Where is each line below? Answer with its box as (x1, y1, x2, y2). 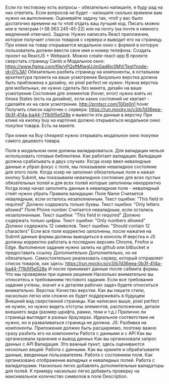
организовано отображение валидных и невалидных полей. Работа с (5, 357, 155, 363)
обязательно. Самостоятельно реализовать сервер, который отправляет (5, 255, 163, 261)
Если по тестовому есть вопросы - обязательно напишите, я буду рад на (5, 5, 163, 10)
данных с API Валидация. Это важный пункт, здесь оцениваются (5, 341, 145, 347)
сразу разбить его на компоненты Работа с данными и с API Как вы (5, 330, 152, 336)
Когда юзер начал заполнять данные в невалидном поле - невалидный (5, 185, 159, 191)
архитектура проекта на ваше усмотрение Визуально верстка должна (5, 74, 158, 80)
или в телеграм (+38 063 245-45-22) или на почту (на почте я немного (5, 26, 159, 32)
